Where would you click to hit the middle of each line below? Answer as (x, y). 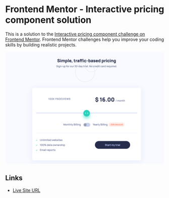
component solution (48, 20)
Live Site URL (26, 190)
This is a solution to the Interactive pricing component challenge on (75, 34)
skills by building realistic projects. (41, 44)
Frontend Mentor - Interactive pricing (85, 9)
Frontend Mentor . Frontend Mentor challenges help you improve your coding (85, 39)
